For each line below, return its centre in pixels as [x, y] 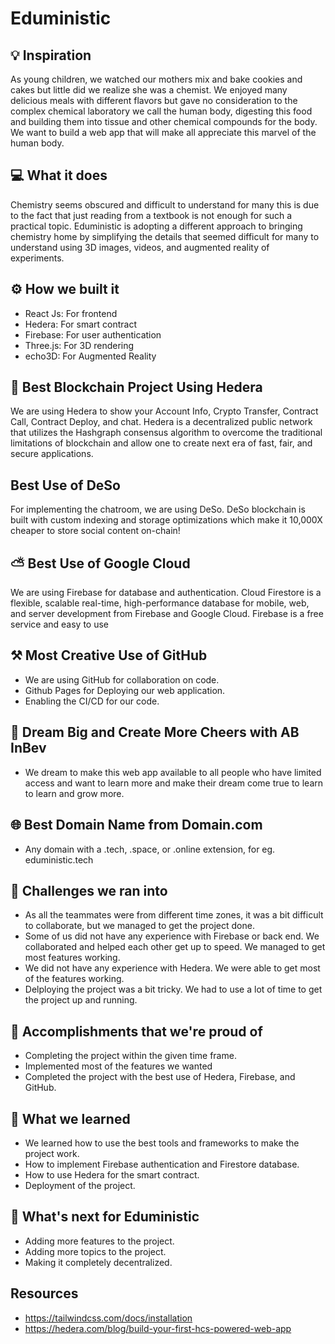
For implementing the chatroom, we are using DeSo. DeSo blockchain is [158, 509]
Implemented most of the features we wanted [118, 1066]
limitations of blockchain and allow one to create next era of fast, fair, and [161, 443]
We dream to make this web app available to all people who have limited [173, 772]
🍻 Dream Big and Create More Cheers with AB [155, 732]
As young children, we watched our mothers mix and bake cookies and [156, 79]
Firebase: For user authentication [93, 334]
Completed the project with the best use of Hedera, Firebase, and [160, 1077]
